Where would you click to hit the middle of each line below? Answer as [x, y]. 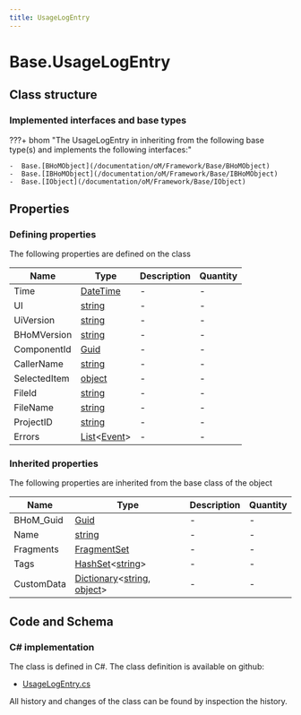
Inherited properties [54, 464]
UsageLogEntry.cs [56, 684]
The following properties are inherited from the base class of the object [141, 483]
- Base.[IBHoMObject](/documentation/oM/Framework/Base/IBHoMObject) [144, 174]
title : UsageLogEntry [50, 17]
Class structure [53, 95]
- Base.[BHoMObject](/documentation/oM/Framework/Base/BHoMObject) [140, 166]
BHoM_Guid [39, 521]
